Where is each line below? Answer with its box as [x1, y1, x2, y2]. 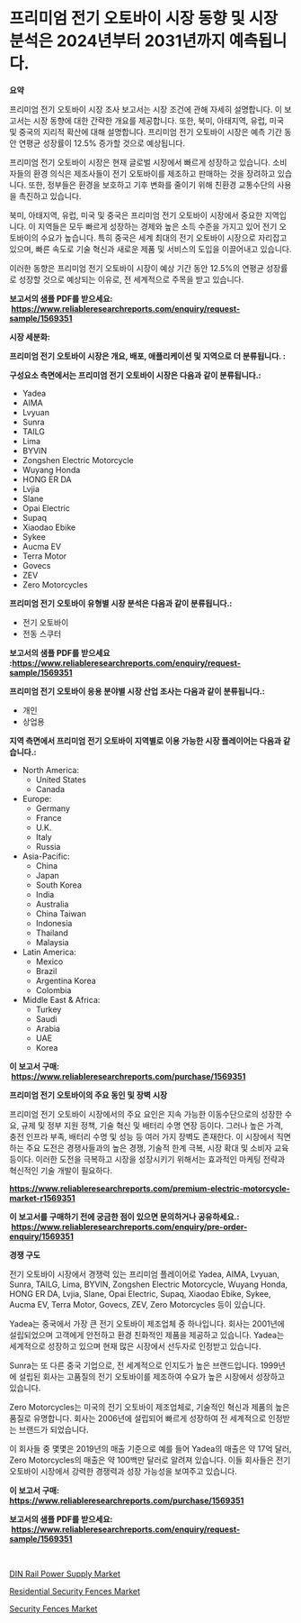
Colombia [35, 984, 72, 996]
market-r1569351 [9, 1192, 75, 1203]
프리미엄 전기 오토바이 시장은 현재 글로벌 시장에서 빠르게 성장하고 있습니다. [9, 157, 271, 168]
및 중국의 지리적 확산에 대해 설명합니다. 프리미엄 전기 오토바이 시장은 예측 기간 [9, 126, 283, 137]
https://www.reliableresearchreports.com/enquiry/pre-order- [11, 1221, 248, 1232]
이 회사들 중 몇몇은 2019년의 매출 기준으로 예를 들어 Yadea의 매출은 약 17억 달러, [9, 1443, 292, 1454]
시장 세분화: [9, 331, 51, 342]
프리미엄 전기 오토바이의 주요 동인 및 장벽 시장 [9, 1090, 168, 1100]
